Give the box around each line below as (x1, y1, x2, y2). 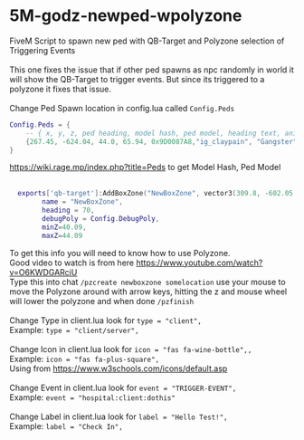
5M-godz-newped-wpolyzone (9, 5, 242, 26)
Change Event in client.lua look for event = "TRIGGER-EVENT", (9, 382, 237, 393)
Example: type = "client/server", (9, 324, 139, 335)
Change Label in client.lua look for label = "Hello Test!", (9, 411, 228, 422)
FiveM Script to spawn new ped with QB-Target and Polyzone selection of (9, 35, 285, 46)
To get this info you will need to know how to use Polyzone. (9, 247, 231, 258)
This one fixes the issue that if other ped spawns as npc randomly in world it (9, 64, 294, 75)
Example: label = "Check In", (9, 420, 124, 431)
